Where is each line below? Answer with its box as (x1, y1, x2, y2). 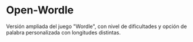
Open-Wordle (6, 3, 74, 17)
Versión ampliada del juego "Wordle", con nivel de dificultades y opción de (6, 23, 187, 30)
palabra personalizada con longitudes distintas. (6, 29, 121, 36)
